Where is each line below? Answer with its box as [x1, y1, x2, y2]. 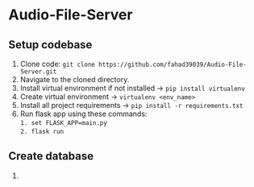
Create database [8, 149, 94, 163]
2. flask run [19, 127, 65, 135]
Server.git [19, 68, 57, 76]
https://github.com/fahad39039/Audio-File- [98, 60, 248, 69]
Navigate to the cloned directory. [19, 75, 130, 84]
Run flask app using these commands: [19, 109, 148, 118]
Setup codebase [8, 38, 93, 52]
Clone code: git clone [19, 59, 95, 69]
